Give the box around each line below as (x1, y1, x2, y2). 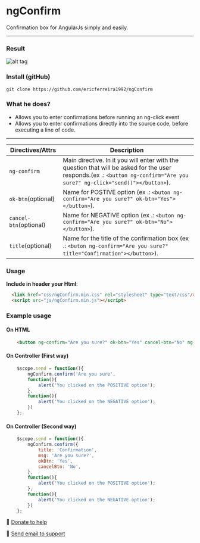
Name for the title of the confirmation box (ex (62, 234, 189, 242)
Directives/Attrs (10, 146, 57, 154)
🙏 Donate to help (6, 519, 48, 526)
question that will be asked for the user (62, 163, 171, 171)
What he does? (6, 100, 51, 108)
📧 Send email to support (6, 530, 65, 537)
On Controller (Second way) (6, 423, 77, 430)
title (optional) (9, 241, 52, 249)
